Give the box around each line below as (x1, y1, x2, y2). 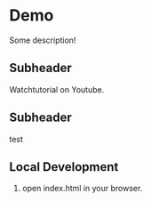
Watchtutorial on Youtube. (9, 84, 105, 94)
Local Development (9, 159, 119, 174)
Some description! (9, 35, 76, 45)
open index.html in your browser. (21, 183, 143, 194)
